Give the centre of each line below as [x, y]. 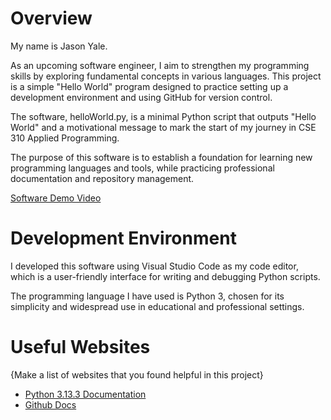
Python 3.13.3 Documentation [85, 394]
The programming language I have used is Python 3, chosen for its [147, 296]
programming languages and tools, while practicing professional [142, 168]
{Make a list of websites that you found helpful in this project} [137, 374]
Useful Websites [80, 347]
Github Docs [50, 404]
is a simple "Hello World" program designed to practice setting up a [149, 86]
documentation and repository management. [102, 178]
